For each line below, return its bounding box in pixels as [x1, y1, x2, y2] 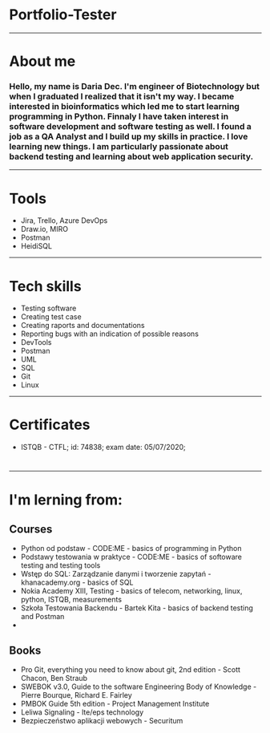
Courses [9, 523, 53, 536]
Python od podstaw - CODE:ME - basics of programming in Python [20, 544, 243, 553]
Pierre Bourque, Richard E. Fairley [20, 690, 133, 700]
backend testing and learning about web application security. [9, 151, 254, 162]
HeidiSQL [20, 241, 53, 251]
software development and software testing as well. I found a [9, 121, 252, 132]
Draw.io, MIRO [20, 225, 69, 234]
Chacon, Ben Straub [20, 674, 87, 683]
